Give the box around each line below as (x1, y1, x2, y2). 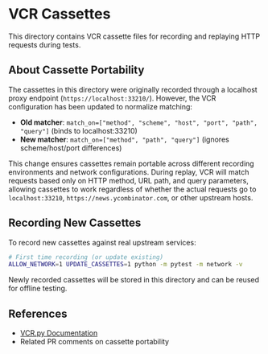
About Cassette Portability (8, 64, 145, 77)
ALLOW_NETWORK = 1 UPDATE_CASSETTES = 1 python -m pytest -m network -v (8, 261, 243, 269)
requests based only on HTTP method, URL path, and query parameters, (8, 175, 249, 185)
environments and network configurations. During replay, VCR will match (8, 167, 249, 177)
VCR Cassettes (8, 5, 111, 23)
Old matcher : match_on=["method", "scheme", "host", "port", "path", (19, 117, 258, 127)
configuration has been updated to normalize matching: (8, 101, 193, 111)
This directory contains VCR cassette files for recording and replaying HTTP (8, 31, 261, 41)
